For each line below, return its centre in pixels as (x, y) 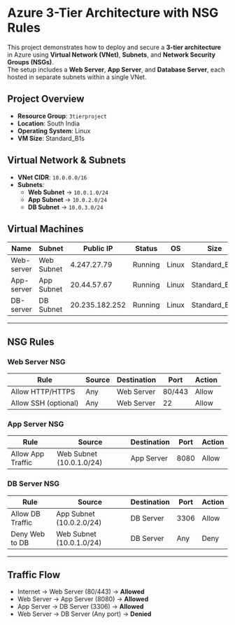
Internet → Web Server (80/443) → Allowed (81, 592)
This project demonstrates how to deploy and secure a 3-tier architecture (114, 47)
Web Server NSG (36, 362)
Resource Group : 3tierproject (62, 116)
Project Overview (46, 99)
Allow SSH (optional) (45, 403)
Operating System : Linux (54, 130)
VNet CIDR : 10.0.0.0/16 (52, 177)
